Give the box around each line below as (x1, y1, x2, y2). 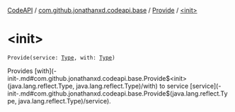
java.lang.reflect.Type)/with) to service (76, 82, 189, 90)
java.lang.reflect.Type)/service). (18, 96, 111, 105)
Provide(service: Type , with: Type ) (7, 54, 115, 61)
